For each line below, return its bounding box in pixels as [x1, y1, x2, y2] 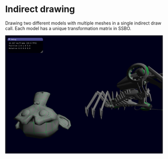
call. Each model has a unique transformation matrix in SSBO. [5, 25, 131, 31]
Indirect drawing [5, 3, 75, 15]
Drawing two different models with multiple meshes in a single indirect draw [5, 20, 161, 26]
